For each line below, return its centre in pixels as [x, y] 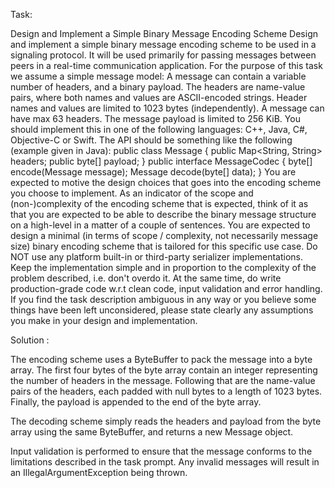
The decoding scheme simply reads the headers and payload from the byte [166, 421]
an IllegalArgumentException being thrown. [99, 472]
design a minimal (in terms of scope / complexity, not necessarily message [164, 235]
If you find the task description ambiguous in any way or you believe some [163, 299]
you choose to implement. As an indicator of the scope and [132, 193]
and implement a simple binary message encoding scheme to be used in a [163, 44]
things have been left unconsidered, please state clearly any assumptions [162, 310]
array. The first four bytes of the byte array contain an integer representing [164, 370]
